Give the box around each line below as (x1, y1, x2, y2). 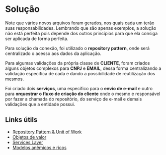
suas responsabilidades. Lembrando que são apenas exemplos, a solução (5, 25, 157, 31)
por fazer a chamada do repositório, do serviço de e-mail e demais (5, 96, 142, 102)
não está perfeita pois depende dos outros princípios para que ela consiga (5, 30, 158, 36)
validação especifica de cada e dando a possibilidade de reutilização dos (5, 70, 156, 76)
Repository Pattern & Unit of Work (12, 129, 82, 135)
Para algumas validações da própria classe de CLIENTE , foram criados (5, 60, 150, 66)
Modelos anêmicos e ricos (12, 145, 67, 151)
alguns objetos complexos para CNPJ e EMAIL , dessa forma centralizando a (5, 65, 162, 71)
